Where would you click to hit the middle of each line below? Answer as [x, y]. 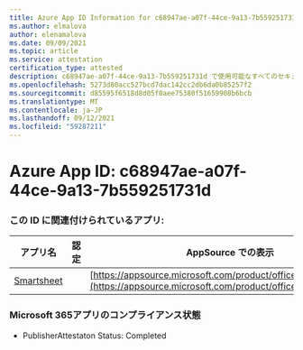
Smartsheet [38, 281]
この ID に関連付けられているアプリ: [87, 220]
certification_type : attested [66, 69]
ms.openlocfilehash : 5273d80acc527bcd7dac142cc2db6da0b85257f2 [131, 85]
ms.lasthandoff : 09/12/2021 [62, 118]
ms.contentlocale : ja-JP [56, 110]
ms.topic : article [44, 51]
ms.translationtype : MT [54, 101]
